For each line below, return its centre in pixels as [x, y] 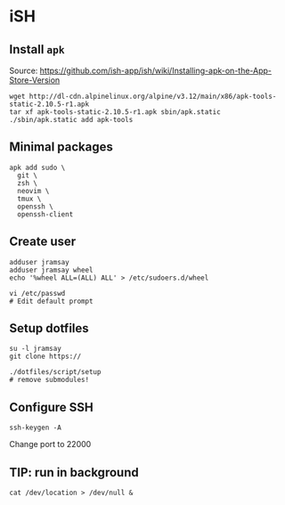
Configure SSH [51, 407]
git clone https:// [45, 357]
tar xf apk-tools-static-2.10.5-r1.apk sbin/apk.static [115, 112]
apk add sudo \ [37, 167]
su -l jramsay [36, 349]
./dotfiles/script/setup [55, 372]
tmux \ [29, 199]
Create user [43, 242]
